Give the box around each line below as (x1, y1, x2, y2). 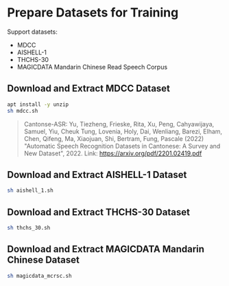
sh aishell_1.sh (7, 187, 53, 194)
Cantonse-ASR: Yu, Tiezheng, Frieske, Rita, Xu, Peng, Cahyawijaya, (23, 120, 215, 128)
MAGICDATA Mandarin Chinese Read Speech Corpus (16, 63, 168, 71)
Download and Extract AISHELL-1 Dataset (7, 168, 187, 180)
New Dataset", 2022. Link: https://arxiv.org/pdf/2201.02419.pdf (23, 149, 202, 157)
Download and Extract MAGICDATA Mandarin (7, 243, 204, 255)
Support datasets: (7, 27, 58, 36)
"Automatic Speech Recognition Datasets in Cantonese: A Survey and (23, 142, 221, 150)
